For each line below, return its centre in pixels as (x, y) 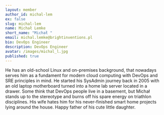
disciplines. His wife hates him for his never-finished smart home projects (81, 102)
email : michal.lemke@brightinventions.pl (49, 38)
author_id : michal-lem (29, 14)
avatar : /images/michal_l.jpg (37, 51)
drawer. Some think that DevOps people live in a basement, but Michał (77, 91)
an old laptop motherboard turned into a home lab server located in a (76, 86)
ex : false (15, 19)
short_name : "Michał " (29, 33)
